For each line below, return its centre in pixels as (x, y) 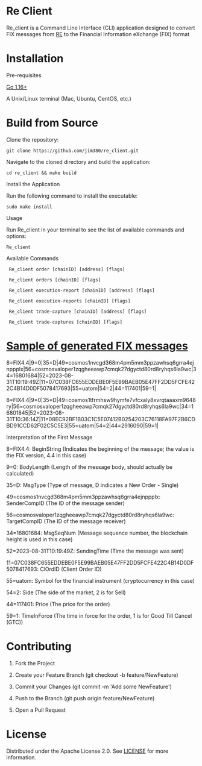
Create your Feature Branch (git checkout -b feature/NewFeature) (97, 675)
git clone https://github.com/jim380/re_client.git (72, 151)
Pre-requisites (24, 75)
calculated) (20, 473)
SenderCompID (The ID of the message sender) (66, 503)
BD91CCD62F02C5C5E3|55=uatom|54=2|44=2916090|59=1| (82, 425)
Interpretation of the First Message (49, 437)
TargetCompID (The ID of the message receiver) (66, 521)
